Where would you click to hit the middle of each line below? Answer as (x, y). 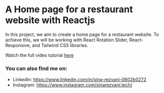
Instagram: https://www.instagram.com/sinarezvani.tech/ (72, 85)
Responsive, (18, 45)
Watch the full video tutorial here (39, 55)
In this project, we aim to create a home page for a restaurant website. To (82, 34)
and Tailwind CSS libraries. (60, 45)
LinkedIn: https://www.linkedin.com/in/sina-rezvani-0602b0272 (79, 80)
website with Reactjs (50, 20)
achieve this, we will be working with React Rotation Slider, (67, 40)
